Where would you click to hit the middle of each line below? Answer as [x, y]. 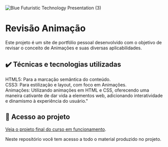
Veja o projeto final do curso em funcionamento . [56, 129]
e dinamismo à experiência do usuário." [47, 101]
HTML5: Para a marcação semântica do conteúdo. [58, 79]
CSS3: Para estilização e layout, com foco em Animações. [66, 84]
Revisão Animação [46, 28]
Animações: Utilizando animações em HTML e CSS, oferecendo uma [77, 90]
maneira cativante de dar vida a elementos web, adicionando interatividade [84, 95]
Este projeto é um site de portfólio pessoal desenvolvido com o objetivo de [83, 42]
